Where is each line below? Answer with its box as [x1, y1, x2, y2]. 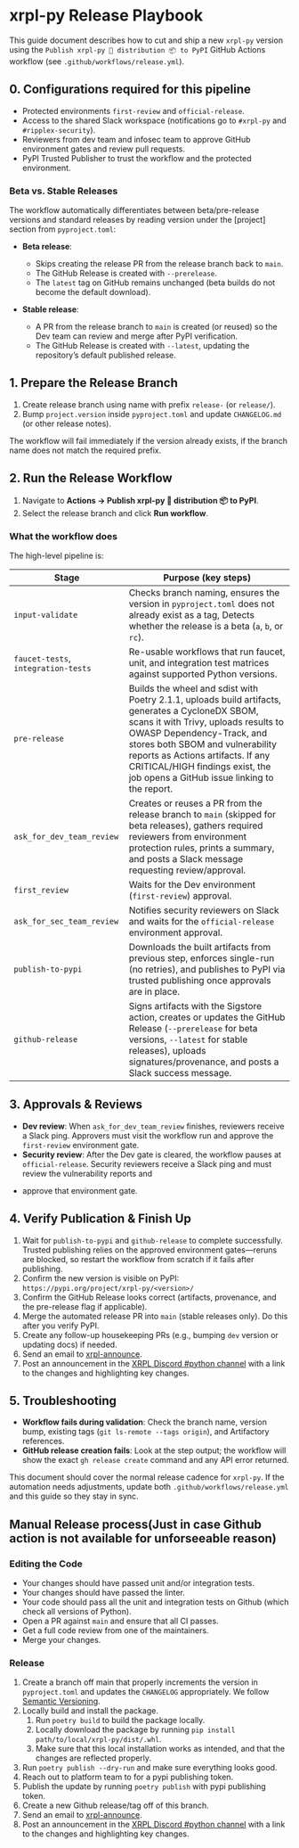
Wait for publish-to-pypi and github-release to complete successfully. [21, 1235, 283, 1245]
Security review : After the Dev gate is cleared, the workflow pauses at [21, 1149, 282, 1160]
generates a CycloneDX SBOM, [128, 704, 259, 717]
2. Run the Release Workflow [9, 471, 173, 486]
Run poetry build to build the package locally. [35, 1715, 206, 1726]
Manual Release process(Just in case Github [9, 1516, 263, 1532]
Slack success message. [128, 1066, 232, 1079]
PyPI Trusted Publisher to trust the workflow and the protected [21, 152, 252, 163]
